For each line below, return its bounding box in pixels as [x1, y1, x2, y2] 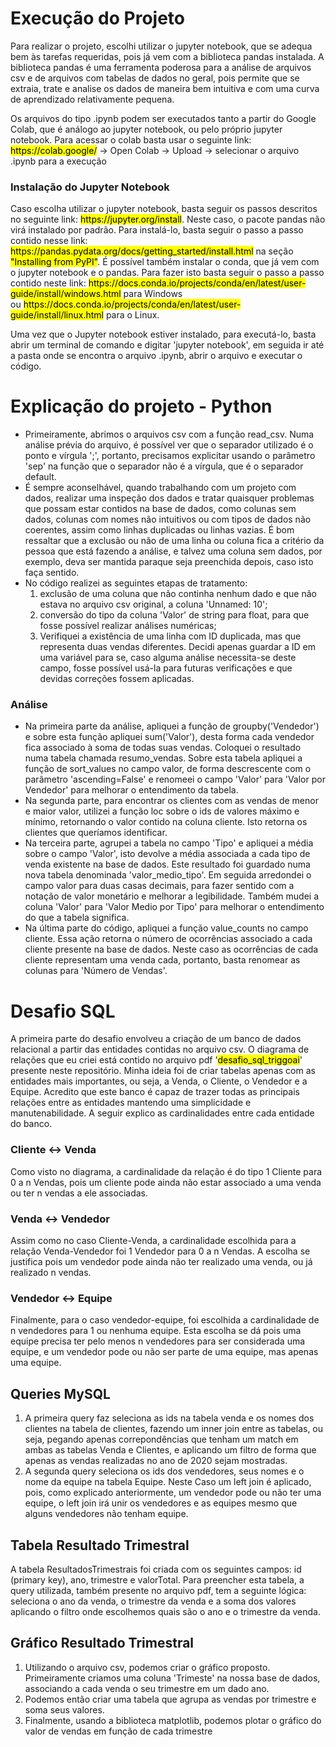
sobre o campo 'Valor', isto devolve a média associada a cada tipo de [24, 848, 311, 860]
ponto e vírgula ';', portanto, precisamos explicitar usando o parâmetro [24, 450, 316, 462]
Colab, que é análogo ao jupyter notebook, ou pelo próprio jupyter [10, 123, 283, 135]
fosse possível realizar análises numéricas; [39, 620, 217, 632]
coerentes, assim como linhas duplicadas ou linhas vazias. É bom [24, 524, 295, 536]
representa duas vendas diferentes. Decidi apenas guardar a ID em [39, 641, 317, 653]
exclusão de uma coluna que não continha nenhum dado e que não [39, 588, 317, 600]
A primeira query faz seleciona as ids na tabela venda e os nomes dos [24, 1412, 315, 1424]
